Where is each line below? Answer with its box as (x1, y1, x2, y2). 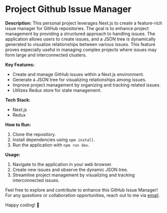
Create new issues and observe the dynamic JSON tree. (12, 166, 128, 172)
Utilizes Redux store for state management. (12, 87, 101, 93)
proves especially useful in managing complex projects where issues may (5, 46, 157, 52)
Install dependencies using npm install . (12, 136, 95, 142)
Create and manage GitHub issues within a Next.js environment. (12, 71, 144, 77)
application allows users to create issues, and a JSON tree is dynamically (5, 36, 156, 42)
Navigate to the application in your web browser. (12, 161, 112, 167)
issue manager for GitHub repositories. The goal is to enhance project (5, 25, 149, 31)
